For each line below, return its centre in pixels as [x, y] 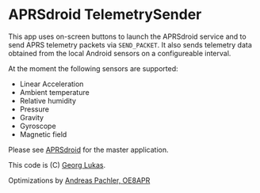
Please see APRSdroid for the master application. [88, 149]
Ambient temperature [54, 92]
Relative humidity [48, 100]
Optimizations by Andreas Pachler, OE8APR [79, 180]
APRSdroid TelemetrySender [105, 15]
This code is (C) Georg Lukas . [57, 165]
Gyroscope [38, 126]
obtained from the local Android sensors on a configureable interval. [120, 53]
